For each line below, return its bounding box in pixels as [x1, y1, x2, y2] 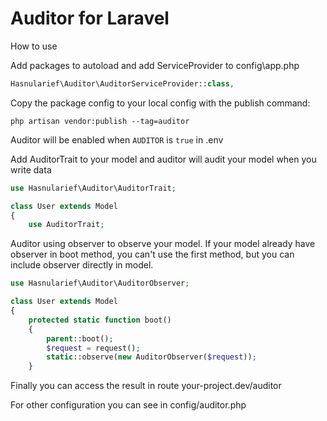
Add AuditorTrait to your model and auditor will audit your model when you [10, 153, 317, 165]
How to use [10, 40, 58, 52]
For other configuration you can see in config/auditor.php [10, 399, 247, 411]
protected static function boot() [28, 315, 172, 325]
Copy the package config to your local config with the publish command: [10, 97, 311, 109]
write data [10, 163, 52, 176]
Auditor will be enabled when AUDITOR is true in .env [10, 133, 224, 146]
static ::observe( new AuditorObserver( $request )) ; [46, 352, 257, 362]
